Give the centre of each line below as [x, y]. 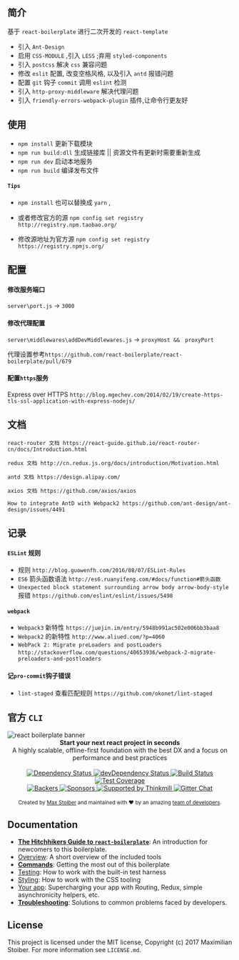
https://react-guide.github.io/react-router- [132, 443]
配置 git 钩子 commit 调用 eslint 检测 [72, 82]
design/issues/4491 [36, 509]
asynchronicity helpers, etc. [59, 895]
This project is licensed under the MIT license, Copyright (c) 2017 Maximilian [120, 942]
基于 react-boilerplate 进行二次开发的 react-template [88, 31]
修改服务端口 [26, 289]
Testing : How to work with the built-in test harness [92, 872]
